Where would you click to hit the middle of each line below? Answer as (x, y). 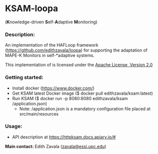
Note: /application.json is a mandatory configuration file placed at (85, 109)
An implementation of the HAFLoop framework (52, 45)
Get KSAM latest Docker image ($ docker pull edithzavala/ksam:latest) (82, 93)
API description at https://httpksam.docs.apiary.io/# (64, 137)
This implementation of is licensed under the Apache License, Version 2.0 (79, 65)
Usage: (14, 126)
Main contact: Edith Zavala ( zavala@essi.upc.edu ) (56, 146)
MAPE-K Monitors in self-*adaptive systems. (50, 55)
